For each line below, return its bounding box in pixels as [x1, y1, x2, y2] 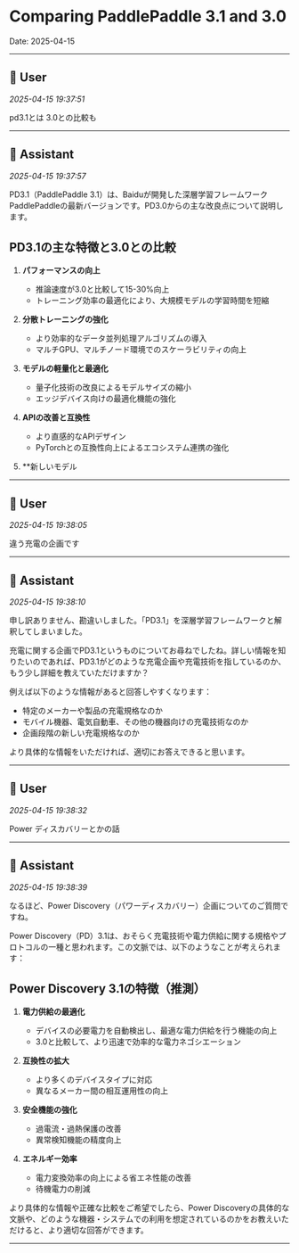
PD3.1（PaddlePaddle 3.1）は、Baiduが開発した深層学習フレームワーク [9, 189, 269, 200]
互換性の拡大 [21, 1055, 69, 1067]
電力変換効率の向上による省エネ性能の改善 [35, 1173, 192, 1183]
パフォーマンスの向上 [21, 265, 101, 276]
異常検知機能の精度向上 [35, 1134, 122, 1145]
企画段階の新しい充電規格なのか [21, 728, 140, 738]
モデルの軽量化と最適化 [21, 363, 109, 374]
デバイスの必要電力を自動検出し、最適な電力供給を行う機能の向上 [35, 1026, 278, 1036]
